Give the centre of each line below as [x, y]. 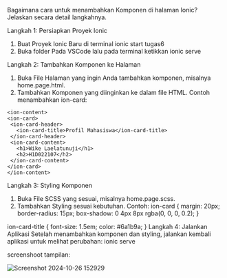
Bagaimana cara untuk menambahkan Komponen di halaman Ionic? [102, 10]
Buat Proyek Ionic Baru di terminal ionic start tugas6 [91, 44]
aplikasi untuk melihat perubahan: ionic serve [71, 241]
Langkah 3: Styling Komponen [50, 185]
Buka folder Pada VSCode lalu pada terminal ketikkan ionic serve [109, 51]
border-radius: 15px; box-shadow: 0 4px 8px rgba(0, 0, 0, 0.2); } [108, 213]
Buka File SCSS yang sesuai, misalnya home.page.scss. [96, 199]
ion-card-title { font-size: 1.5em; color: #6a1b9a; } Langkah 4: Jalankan [107, 227]
